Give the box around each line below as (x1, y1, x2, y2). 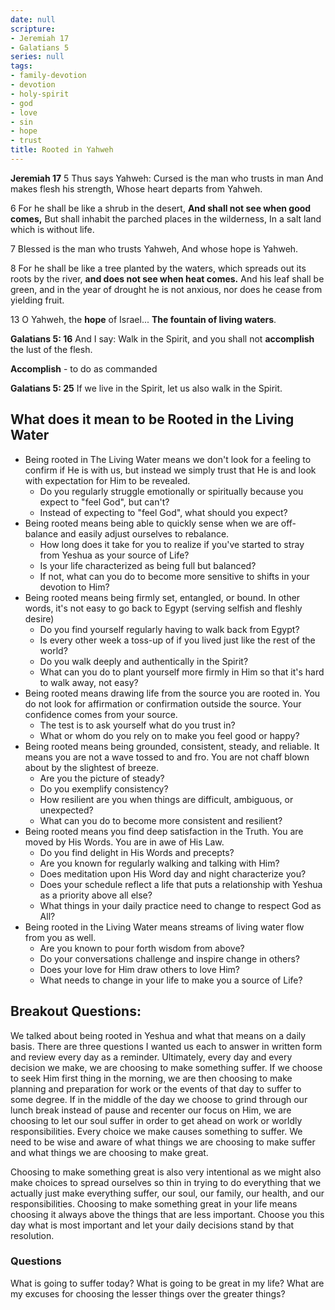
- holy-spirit (10, 89, 70, 99)
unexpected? (39, 804, 94, 816)
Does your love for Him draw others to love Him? (39, 963, 240, 975)
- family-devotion (10, 71, 87, 81)
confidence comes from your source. (24, 708, 178, 720)
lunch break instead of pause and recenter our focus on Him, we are (10, 1104, 292, 1116)
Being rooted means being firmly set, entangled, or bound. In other (24, 591, 301, 603)
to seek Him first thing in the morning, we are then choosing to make (10, 1072, 293, 1084)
